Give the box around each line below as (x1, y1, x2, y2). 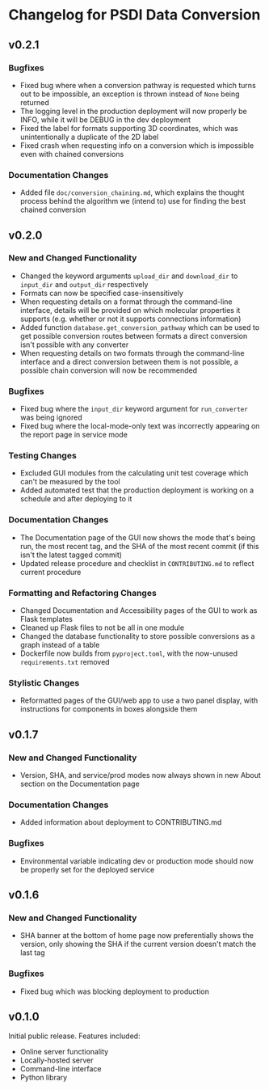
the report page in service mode (19, 430, 128, 440)
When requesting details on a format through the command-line (19, 297, 233, 306)
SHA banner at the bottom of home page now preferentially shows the (19, 931, 254, 940)
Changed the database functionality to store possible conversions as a (19, 632, 255, 641)
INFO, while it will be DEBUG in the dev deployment (19, 115, 191, 125)
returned (19, 97, 50, 107)
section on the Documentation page (19, 779, 140, 789)
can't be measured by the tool (19, 477, 120, 487)
